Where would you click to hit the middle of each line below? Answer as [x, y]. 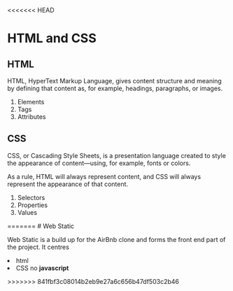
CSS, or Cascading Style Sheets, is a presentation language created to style [116, 155]
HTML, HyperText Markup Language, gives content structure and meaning [114, 81]
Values [27, 212]
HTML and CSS [52, 38]
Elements [31, 102]
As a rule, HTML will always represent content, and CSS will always [104, 176]
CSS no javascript [43, 268]
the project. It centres [38, 247]
